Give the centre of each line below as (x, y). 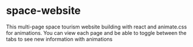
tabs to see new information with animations (59, 39)
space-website (43, 11)
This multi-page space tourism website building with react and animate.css (96, 27)
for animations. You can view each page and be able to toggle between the (96, 32)
